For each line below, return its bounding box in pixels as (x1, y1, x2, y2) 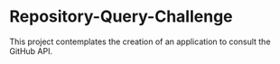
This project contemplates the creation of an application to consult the (9, 36, 271, 47)
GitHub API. (9, 45, 53, 56)
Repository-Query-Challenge (9, 6, 233, 27)
